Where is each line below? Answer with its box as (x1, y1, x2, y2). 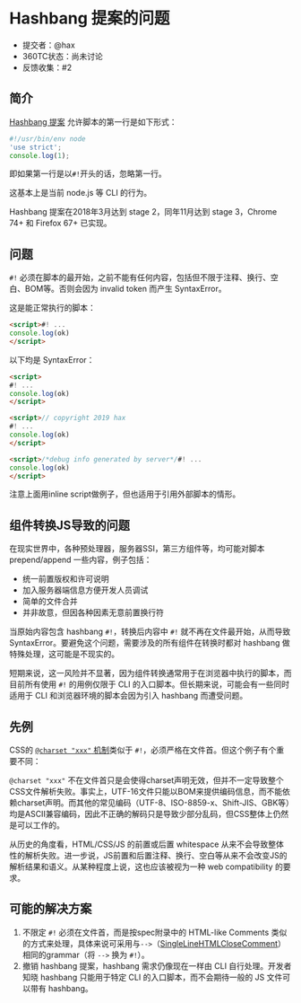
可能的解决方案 (9, 902, 92, 917)
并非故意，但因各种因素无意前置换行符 (21, 607, 164, 618)
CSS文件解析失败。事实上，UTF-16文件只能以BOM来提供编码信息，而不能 (9, 787, 283, 797)
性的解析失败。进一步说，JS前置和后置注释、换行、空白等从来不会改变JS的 (9, 850, 288, 861)
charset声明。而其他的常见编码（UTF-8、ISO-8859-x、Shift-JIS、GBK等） (16, 797, 290, 808)
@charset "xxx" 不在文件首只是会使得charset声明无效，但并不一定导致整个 (9, 775, 284, 786)
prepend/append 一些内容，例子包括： (9, 554, 152, 566)
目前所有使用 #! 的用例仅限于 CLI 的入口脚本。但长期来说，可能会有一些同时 (9, 679, 289, 690)
